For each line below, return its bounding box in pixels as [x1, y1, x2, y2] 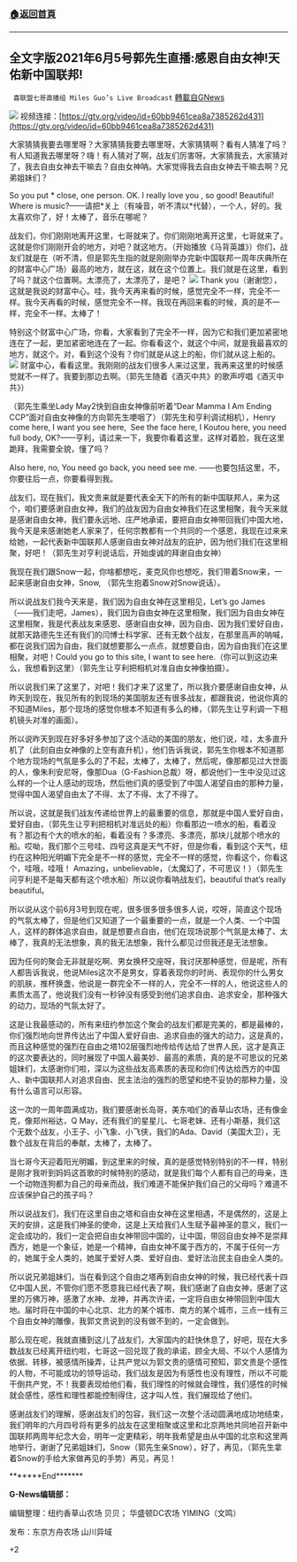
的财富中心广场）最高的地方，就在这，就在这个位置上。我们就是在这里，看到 [9, 264, 288, 275]
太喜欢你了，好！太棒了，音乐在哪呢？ [9, 212, 148, 222]
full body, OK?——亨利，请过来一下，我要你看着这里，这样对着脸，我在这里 [9, 432, 286, 444]
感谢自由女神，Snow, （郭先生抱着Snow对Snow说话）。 [24, 577, 225, 588]
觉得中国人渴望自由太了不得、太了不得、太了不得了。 [9, 789, 203, 800]
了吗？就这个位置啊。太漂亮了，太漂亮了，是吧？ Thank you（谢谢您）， [9, 275, 282, 285]
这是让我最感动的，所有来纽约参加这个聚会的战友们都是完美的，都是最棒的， [9, 1019, 288, 1030]
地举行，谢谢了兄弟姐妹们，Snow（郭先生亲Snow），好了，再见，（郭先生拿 [9, 1442, 283, 1453]
